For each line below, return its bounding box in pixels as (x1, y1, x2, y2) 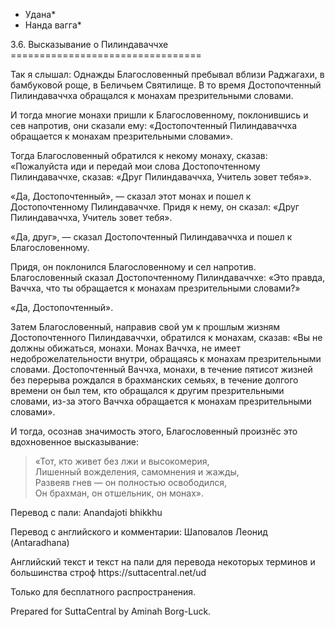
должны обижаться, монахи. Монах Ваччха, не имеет (10, 342, 241, 354)
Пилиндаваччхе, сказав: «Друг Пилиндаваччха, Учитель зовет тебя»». (10, 171, 312, 183)
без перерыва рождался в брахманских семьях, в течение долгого (10, 374, 299, 386)
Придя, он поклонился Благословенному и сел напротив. (10, 261, 257, 273)
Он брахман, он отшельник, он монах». (34, 487, 205, 499)
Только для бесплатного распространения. (10, 586, 197, 598)
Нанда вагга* (24, 19, 82, 31)
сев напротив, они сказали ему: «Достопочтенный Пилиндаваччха (10, 120, 297, 131)
